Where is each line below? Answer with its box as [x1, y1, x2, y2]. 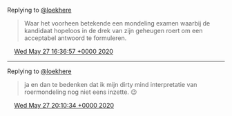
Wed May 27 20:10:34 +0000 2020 [13, 101, 115, 109]
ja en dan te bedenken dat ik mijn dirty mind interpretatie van [23, 81, 197, 88]
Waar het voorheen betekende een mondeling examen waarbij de [23, 19, 211, 27]
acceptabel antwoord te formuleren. [23, 34, 127, 42]
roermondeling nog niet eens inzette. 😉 [23, 88, 137, 96]
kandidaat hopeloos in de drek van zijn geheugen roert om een [23, 27, 203, 35]
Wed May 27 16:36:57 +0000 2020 [13, 48, 114, 55]
